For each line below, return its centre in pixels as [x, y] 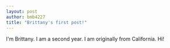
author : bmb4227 [26, 17]
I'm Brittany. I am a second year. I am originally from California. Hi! [85, 39]
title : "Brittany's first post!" [47, 22]
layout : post [22, 11]
